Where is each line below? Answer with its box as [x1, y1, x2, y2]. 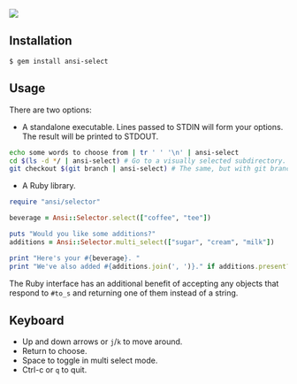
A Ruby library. [21, 180, 77, 191]
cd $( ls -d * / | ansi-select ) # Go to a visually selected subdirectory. [9, 156, 287, 165]
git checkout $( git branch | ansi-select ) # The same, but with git [9, 165, 267, 173]
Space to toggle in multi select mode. [21, 355, 158, 366]
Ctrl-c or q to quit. [21, 365, 88, 375]
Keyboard [9, 312, 65, 327]
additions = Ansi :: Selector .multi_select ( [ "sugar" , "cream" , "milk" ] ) [9, 237, 275, 247]
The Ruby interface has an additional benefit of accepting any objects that [9, 278, 279, 288]
